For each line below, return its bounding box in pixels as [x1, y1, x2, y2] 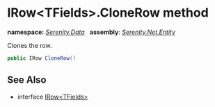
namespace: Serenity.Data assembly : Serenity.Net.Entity [7, 28, 176, 36]
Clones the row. [7, 41, 52, 49]
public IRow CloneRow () [7, 54, 77, 62]
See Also [7, 74, 47, 86]
